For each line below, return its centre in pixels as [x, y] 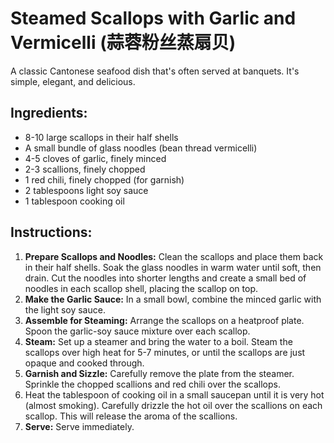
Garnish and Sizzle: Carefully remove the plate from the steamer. [159, 373]
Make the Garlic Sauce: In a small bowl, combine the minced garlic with [173, 299]
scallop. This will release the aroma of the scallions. [131, 416]
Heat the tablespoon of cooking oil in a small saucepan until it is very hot [174, 394]
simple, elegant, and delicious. [73, 81]
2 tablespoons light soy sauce [86, 190]
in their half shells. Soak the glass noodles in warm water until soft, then [173, 267]
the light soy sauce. [65, 309]
